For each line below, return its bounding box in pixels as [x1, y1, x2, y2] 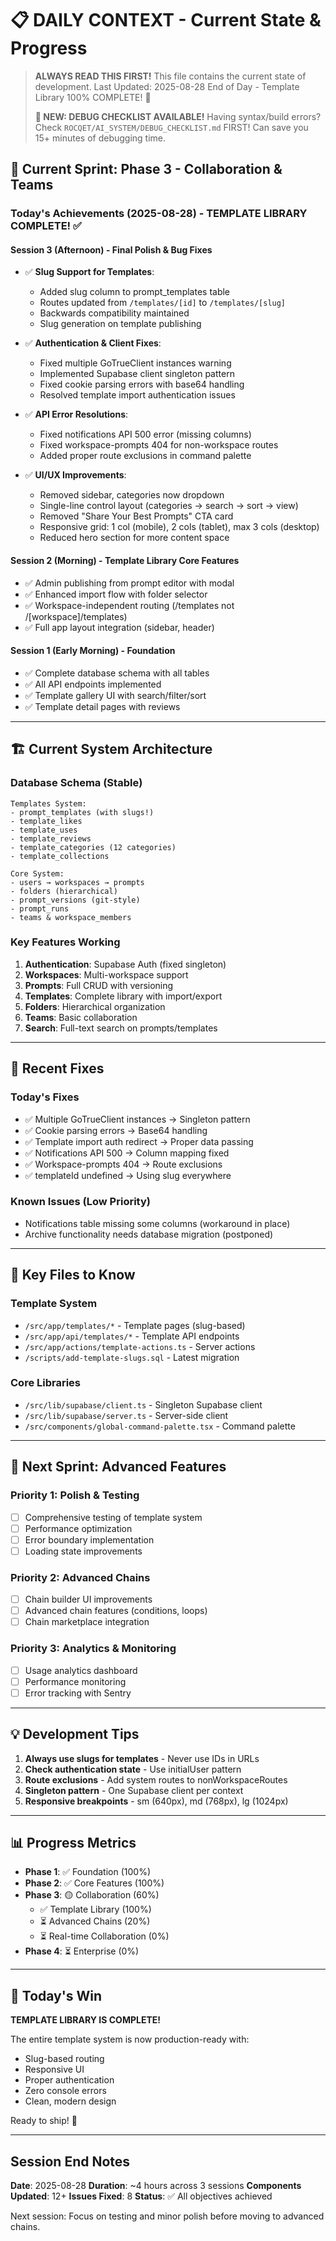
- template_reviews [10, 833, 92, 844]
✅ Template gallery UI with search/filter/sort [24, 689, 207, 701]
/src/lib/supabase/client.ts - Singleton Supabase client [24, 1398, 263, 1411]
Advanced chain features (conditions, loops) [24, 1605, 208, 1617]
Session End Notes [10, 2153, 131, 2170]
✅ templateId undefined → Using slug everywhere [24, 1169, 232, 1181]
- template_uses [10, 825, 78, 835]
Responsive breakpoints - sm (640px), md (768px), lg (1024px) [24, 1795, 289, 1807]
